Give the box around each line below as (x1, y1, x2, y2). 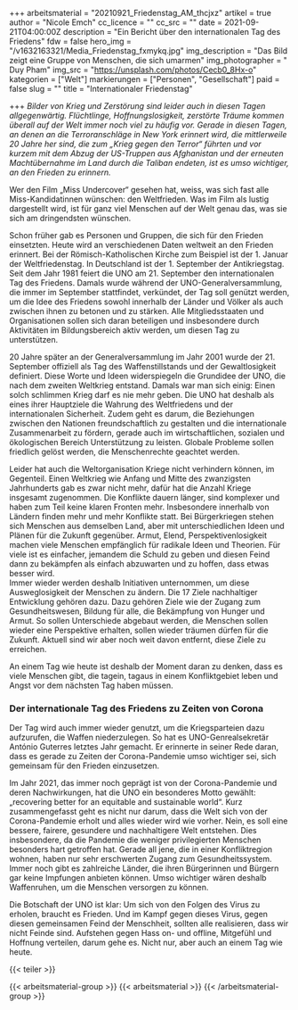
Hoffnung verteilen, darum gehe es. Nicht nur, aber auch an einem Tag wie (9, 937, 283, 948)
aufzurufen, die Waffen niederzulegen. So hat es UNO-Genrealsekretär (9, 732, 270, 743)
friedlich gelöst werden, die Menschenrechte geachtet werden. (9, 446, 240, 457)
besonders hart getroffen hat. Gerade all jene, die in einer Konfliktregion (9, 844, 273, 855)
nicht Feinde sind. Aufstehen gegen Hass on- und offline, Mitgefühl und (9, 928, 272, 939)
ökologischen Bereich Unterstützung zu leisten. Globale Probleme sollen (9, 437, 274, 447)
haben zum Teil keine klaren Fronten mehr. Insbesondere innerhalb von (9, 501, 270, 512)
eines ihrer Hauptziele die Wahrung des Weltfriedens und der (9, 399, 234, 410)
